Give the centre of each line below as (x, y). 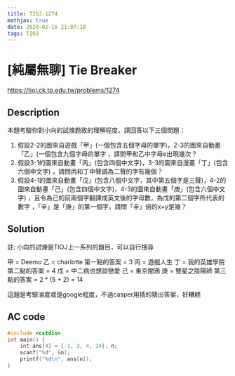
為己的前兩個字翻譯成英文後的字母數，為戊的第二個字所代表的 (135, 198)
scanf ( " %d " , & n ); (45, 353)
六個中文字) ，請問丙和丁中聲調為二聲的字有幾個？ (90, 171)
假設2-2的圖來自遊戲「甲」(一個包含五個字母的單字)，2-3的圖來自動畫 (119, 145)
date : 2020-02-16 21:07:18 (47, 27)
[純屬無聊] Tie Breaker (72, 70)
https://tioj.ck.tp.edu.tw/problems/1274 (63, 90)
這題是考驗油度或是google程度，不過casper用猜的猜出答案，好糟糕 (104, 294)
